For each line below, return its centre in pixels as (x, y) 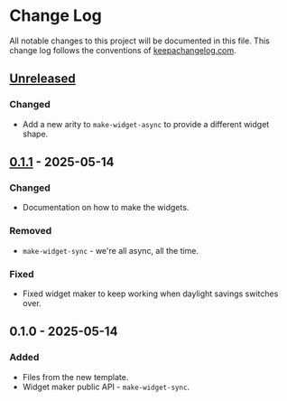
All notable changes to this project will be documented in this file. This (140, 41)
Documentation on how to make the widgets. (106, 208)
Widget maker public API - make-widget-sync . (106, 387)
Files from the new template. (75, 377)
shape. (35, 134)
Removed (31, 231)
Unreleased (43, 79)
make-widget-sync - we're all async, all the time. (111, 250)
